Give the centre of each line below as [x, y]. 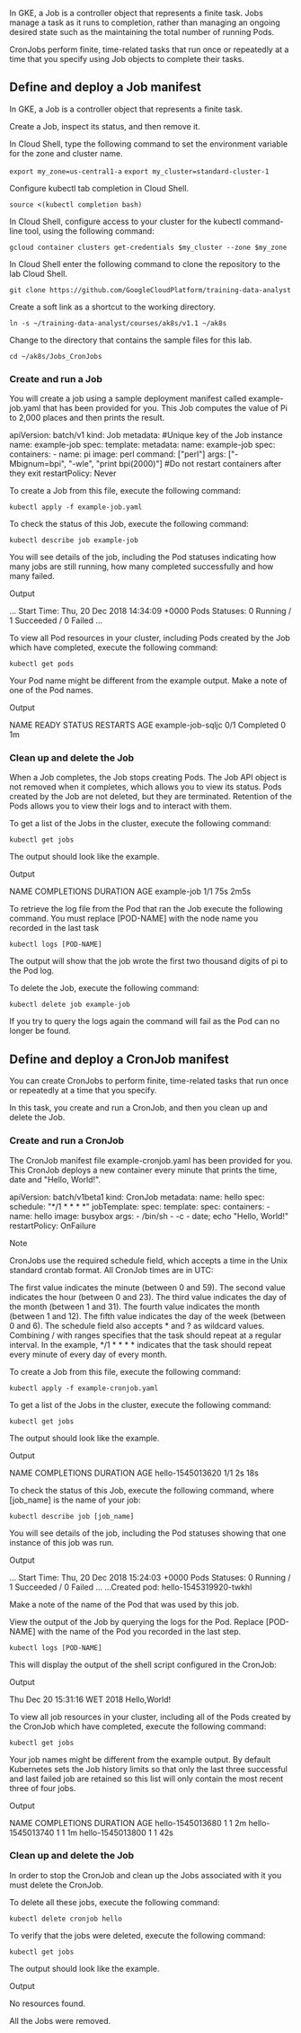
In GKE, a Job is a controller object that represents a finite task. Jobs [136, 13]
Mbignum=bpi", [38, 464]
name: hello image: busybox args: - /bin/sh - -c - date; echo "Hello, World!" [149, 1216]
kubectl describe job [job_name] [72, 1516]
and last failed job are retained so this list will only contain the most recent [146, 1779]
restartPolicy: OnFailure [53, 1226]
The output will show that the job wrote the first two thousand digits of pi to [149, 961]
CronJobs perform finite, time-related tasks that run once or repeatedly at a [149, 49]
